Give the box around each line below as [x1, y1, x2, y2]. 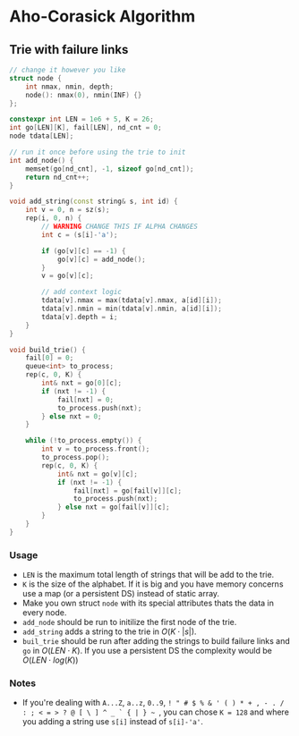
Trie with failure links [9, 42, 129, 57]
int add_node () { [9, 156, 74, 165]
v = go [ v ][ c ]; [41, 271, 94, 281]
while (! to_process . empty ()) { [25, 436, 142, 445]
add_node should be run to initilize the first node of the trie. [21, 617, 237, 628]
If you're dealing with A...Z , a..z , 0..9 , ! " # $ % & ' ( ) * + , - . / [21, 698, 285, 708]
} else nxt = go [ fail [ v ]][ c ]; [56, 503, 170, 512]
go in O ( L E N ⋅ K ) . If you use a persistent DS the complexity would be [21, 646, 273, 656]
